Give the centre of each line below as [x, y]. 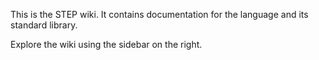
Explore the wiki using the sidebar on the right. [106, 44]
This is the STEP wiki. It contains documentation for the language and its [159, 14]
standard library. [44, 25]
